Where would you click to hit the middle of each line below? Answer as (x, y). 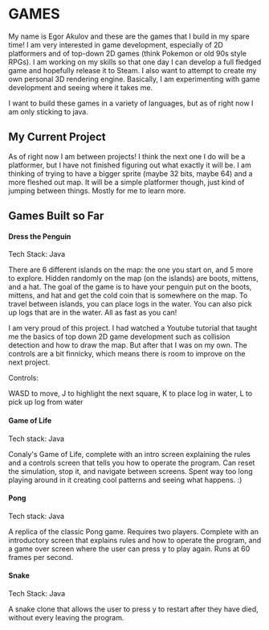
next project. (29, 362)
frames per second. (41, 557)
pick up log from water (46, 402)
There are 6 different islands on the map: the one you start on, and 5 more (131, 270)
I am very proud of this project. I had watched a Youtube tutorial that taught (133, 328)
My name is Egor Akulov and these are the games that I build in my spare (129, 36)
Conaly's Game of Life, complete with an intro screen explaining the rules (130, 454)
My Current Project (57, 137)
